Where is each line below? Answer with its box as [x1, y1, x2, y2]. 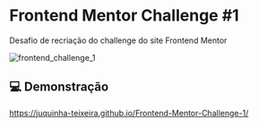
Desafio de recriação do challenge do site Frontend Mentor [9, 35, 228, 46]
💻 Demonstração [9, 80, 109, 95]
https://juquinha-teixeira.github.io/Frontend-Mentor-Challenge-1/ [9, 107, 249, 118]
